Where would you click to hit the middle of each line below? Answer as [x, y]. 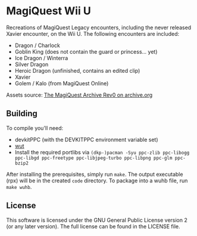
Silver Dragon [32, 64]
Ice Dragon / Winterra [41, 58]
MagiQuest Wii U [49, 11]
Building [22, 114]
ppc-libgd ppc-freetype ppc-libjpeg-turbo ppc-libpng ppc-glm [93, 158]
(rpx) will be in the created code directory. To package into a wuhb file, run [97, 181]
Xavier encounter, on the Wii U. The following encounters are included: [93, 33]
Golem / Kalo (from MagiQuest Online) [62, 83]
